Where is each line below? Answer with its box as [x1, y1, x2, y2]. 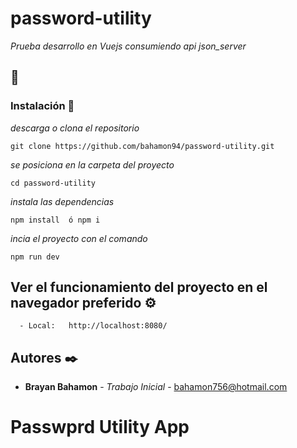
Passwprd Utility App [10, 416, 190, 439]
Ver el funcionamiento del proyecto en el [10, 279, 268, 296]
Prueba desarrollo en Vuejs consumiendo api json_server [10, 40, 247, 52]
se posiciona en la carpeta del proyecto [10, 158, 175, 171]
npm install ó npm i [10, 215, 101, 225]
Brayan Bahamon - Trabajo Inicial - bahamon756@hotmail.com [24, 381, 288, 393]
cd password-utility [10, 178, 97, 188]
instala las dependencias [10, 195, 115, 207]
